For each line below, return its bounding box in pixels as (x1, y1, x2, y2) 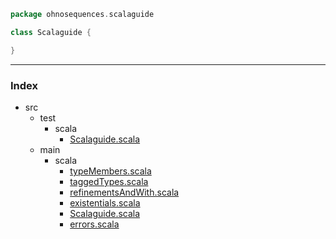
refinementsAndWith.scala (69, 186, 180, 198)
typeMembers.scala (69, 165, 152, 177)
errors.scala (69, 218, 120, 230)
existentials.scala (69, 196, 141, 209)
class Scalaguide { (10, 27, 92, 37)
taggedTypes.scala (69, 175, 149, 187)
